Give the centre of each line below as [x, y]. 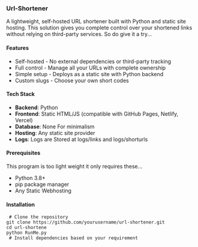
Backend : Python [36, 107]
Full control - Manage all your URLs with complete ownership [90, 68]
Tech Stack [20, 94]
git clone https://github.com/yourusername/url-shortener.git [85, 222]
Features [17, 48]
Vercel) [24, 120]
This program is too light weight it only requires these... [74, 166]
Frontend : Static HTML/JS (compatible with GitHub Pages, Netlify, [97, 114]
